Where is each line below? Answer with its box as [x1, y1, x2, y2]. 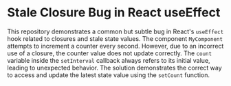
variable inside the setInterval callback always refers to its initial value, [7, 56, 211, 64]
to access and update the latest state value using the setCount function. [7, 70, 210, 79]
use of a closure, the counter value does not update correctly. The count [7, 49, 212, 57]
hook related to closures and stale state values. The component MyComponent [7, 34, 223, 42]
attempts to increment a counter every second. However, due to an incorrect [7, 42, 224, 50]
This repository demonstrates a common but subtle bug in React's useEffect [7, 27, 224, 35]
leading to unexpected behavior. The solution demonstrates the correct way [7, 63, 222, 72]
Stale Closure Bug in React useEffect [7, 5, 221, 20]
